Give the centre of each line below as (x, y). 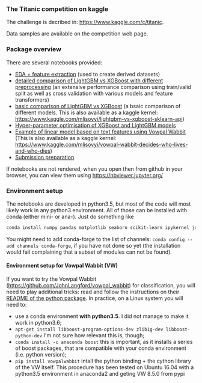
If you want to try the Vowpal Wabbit (51, 279)
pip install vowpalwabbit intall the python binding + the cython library (103, 361)
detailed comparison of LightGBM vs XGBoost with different (89, 81)
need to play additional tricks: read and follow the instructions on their (93, 292)
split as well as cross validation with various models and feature (94, 93)
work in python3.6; (38, 322)
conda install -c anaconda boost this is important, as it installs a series (104, 342)
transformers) (32, 100)
